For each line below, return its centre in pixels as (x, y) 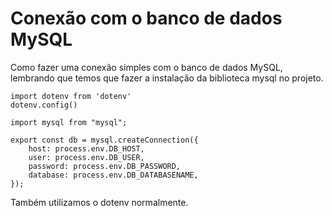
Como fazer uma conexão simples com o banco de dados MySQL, (146, 67)
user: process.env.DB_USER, (86, 157)
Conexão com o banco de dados (146, 18)
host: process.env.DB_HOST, (86, 148)
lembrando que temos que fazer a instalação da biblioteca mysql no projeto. (167, 78)
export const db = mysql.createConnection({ (104, 140)
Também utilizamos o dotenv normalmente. (99, 202)
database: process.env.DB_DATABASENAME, (113, 175)
